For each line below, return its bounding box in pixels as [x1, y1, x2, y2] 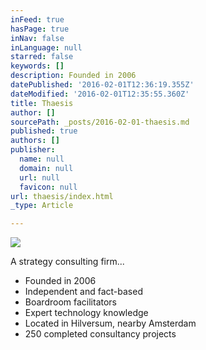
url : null [19, 172, 60, 183]
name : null [19, 154, 65, 164]
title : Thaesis [10, 98, 74, 108]
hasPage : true [10, 24, 70, 34]
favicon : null [19, 182, 78, 192]
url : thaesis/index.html [10, 191, 114, 201]
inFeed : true [10, 14, 65, 25]
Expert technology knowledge [24, 307, 149, 319]
